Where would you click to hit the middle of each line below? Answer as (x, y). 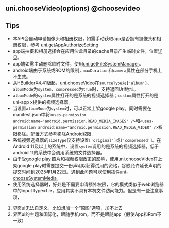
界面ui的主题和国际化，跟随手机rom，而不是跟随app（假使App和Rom (85, 214)
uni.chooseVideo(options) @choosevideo (73, 8)
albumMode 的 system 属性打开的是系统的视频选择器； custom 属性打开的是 (86, 95)
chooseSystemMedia (35, 178)
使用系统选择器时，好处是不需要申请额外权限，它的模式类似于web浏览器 (88, 184)
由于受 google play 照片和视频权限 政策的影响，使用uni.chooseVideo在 (85, 159)
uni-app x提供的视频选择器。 (43, 102)
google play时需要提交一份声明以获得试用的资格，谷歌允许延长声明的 (89, 166)
